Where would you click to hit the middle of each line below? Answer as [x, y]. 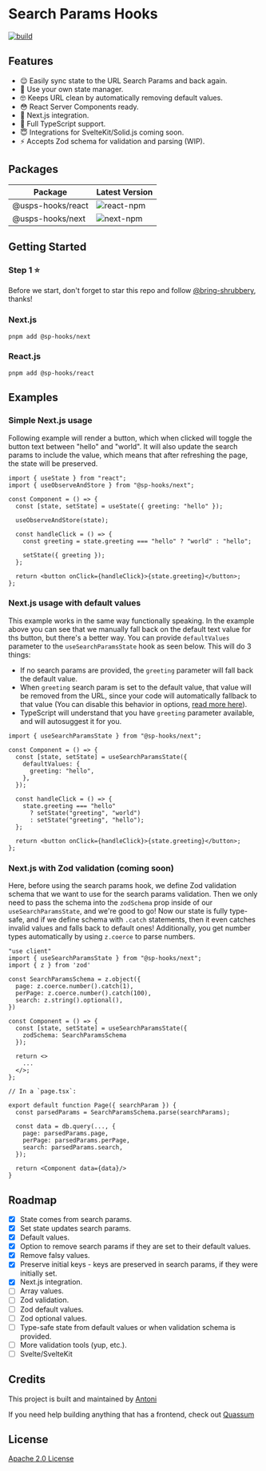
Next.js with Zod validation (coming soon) [91, 868]
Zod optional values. [54, 1318]
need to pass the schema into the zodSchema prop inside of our [111, 902]
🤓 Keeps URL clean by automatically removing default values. [121, 98]
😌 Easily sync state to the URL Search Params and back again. [123, 80]
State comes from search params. [75, 1219]
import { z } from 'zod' [50, 966]
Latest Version [125, 191]
